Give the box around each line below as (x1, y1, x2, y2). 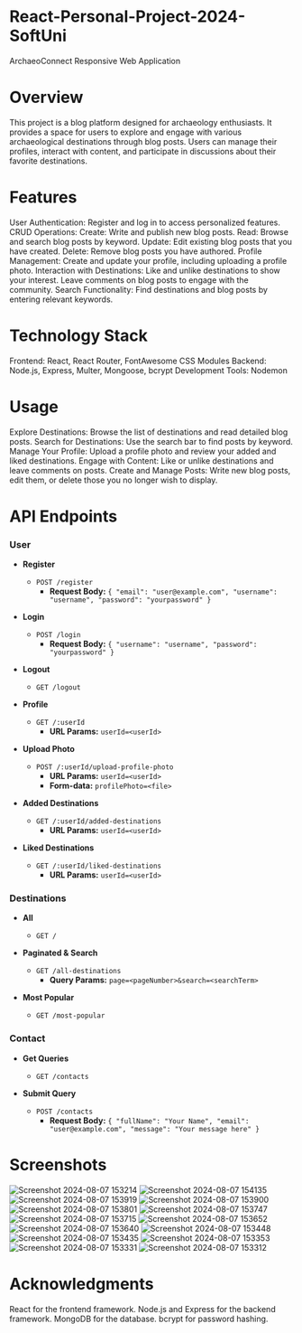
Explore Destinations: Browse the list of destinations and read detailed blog (9, 427, 288, 437)
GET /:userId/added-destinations (35, 817, 162, 826)
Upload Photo (22, 744, 75, 755)
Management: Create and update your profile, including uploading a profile (9, 255, 288, 266)
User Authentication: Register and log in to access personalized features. (9, 217, 281, 228)
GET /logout (35, 683, 81, 692)
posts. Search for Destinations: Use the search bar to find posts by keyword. (9, 436, 293, 446)
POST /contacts (35, 1107, 93, 1116)
